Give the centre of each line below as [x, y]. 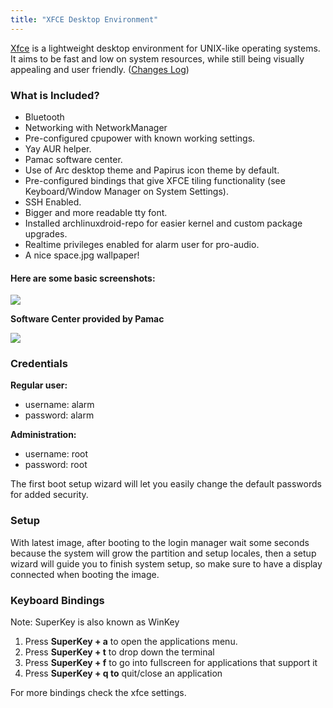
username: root [56, 454]
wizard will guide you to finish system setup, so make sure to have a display [166, 563]
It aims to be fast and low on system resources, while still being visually [157, 58]
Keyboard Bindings [57, 600]
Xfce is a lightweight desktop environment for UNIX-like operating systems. [165, 48]
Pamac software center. [73, 159]
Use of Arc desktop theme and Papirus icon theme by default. [152, 170]
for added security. [49, 495]
